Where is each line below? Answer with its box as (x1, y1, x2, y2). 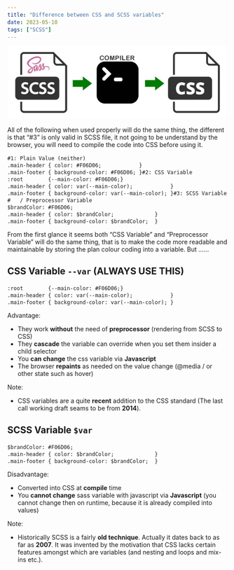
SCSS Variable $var (7, 424, 93, 436)
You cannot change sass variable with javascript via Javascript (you (17, 491, 217, 499)
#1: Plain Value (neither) (7, 155, 86, 162)
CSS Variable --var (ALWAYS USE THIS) (7, 265, 184, 277)
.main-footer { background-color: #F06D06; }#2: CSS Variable (7, 169, 193, 176)
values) (17, 506, 39, 514)
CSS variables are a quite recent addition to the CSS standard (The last (17, 396, 223, 405)
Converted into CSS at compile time (17, 483, 122, 492)
